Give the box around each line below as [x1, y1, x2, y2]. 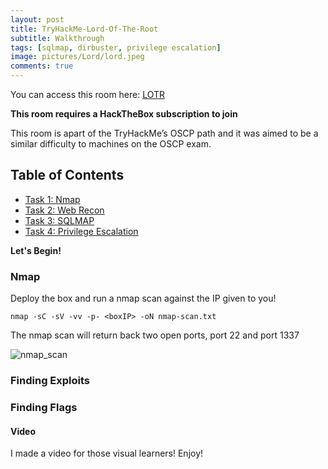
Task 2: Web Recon [24, 204, 105, 216]
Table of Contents [10, 167, 125, 184]
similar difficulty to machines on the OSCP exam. [10, 138, 212, 150]
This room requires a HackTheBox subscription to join [10, 108, 238, 120]
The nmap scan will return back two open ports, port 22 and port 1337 [10, 329, 300, 341]
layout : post [10, 14, 65, 25]
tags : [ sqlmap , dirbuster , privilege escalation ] [10, 42, 222, 53]
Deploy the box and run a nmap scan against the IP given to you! [10, 292, 277, 305]
